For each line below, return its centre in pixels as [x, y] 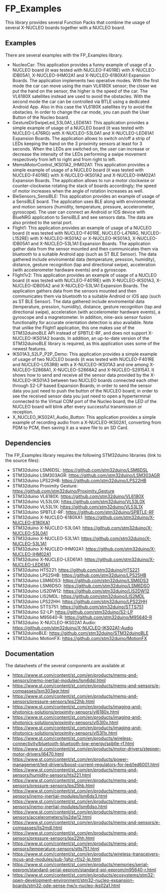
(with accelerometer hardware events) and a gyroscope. [70, 270]
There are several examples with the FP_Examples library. [64, 55]
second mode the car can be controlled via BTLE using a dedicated [81, 101]
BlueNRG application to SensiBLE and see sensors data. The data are [83, 217]
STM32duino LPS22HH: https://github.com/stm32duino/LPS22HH [80, 601]
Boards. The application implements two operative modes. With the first [86, 80]
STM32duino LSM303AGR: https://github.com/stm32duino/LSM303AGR [86, 475]
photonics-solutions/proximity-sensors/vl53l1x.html [65, 733]
